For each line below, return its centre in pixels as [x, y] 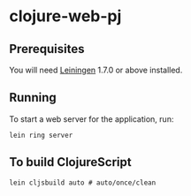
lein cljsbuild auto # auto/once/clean [83, 183]
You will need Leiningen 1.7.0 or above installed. [96, 70]
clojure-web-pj [65, 16]
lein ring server [41, 135]
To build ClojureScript [70, 162]
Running [33, 98]
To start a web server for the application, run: [92, 119]
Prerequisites [47, 49]
